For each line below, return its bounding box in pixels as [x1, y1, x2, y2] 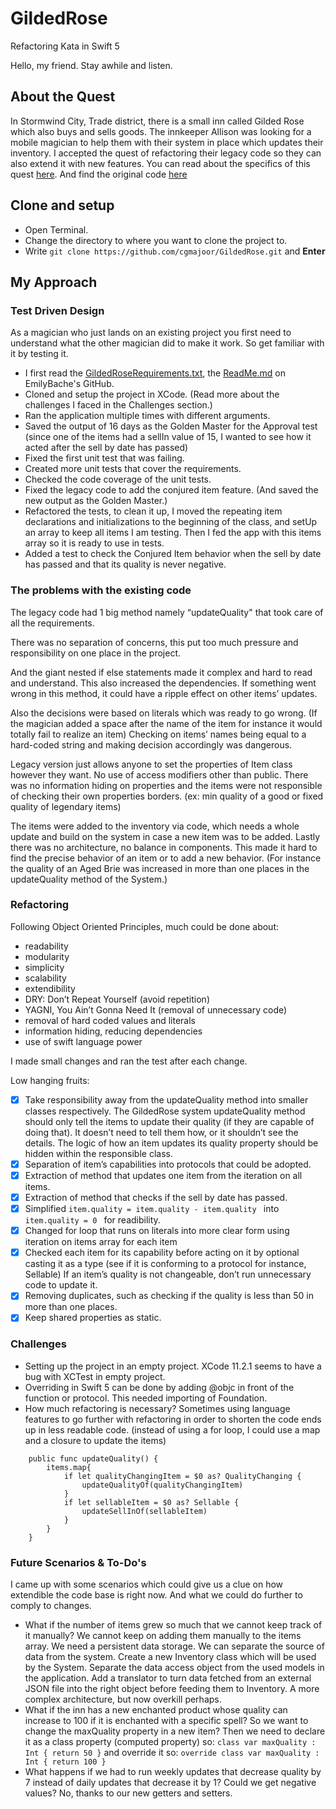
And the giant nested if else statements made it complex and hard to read [10, 666, 313, 678]
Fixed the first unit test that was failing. [24, 452, 185, 464]
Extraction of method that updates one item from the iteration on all [24, 1169, 303, 1181]
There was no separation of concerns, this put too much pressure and [10, 636, 299, 648]
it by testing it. [10, 348, 69, 360]
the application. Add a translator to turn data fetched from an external [24, 1672, 312, 1684]
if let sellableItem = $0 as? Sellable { [63, 1497, 240, 1507]
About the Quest [10, 88, 116, 106]
